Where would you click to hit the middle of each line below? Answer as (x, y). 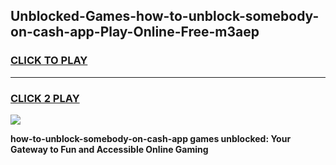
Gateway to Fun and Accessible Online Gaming (109, 149)
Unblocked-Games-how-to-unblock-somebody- (165, 16)
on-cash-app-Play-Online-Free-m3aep (135, 32)
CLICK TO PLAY (49, 61)
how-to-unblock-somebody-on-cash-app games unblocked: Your (151, 138)
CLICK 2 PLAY (45, 98)
